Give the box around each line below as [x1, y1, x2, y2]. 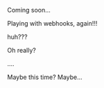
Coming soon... [7, 6, 51, 14]
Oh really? [7, 46, 36, 54]
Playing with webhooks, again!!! [7, 19, 98, 27]
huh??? [7, 33, 28, 41]
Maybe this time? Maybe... [7, 73, 83, 81]
